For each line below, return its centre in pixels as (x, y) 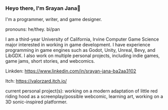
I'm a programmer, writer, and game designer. (54, 20)
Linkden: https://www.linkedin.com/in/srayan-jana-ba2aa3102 (71, 71)
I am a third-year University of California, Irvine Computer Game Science (82, 39)
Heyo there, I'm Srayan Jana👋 (43, 8)
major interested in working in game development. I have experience (78, 45)
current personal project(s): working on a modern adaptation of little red (81, 91)
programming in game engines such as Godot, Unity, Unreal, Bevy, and (80, 50)
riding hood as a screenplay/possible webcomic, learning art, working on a (84, 97)
